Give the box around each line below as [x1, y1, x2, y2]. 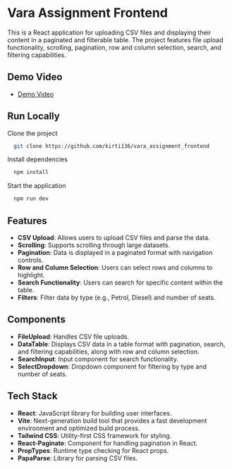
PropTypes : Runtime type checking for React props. [17, 446, 169, 455]
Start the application [7, 182, 66, 190]
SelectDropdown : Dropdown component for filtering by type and [17, 362, 207, 370]
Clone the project [7, 129, 58, 137]
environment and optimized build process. [17, 424, 140, 432]
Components [7, 313, 66, 325]
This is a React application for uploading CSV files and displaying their [7, 28, 212, 37]
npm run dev [13, 195, 49, 202]
